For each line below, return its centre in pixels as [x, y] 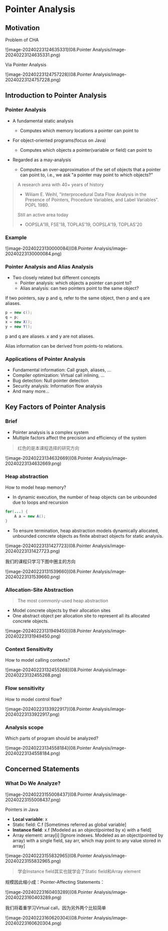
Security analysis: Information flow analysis [57, 386]
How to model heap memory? [36, 487]
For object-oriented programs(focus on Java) [59, 140]
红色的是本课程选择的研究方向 [48, 448]
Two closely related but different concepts [56, 278]
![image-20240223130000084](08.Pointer [49, 248]
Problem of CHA [22, 40]
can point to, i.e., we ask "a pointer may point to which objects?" [87, 175]
